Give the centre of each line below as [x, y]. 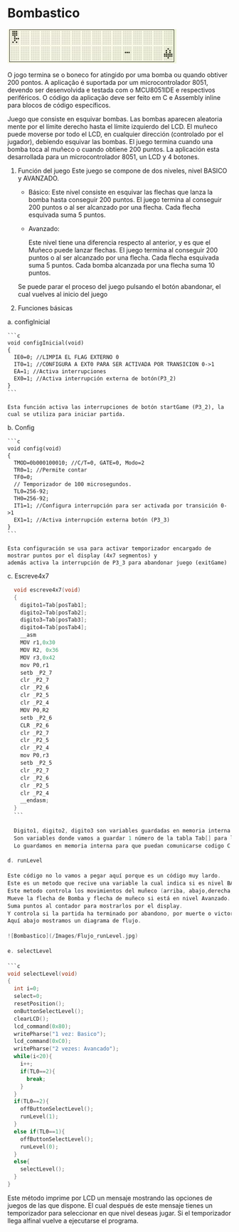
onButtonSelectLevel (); [49, 1011]
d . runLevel [25, 861]
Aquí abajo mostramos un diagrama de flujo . [74, 921]
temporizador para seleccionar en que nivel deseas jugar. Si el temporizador [119, 1213]
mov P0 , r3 [35, 755]
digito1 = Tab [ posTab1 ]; [54, 605]
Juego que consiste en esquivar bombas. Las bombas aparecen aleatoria [115, 118]
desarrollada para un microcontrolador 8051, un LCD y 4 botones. [103, 157]
